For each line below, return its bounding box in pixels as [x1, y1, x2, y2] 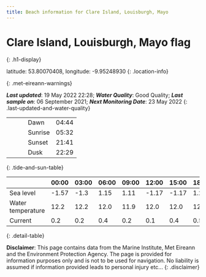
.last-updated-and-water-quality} [6, 104, 91, 112]
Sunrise [28, 128, 50, 137]
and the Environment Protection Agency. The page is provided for [6, 250, 172, 257]
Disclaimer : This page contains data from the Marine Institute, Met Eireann [6, 243, 195, 251]
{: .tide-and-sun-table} [6, 164, 64, 171]
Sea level [9, 188, 36, 197]
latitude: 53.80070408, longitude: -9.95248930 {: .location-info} [6, 67, 169, 75]
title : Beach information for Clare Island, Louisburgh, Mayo [6, 9, 169, 15]
